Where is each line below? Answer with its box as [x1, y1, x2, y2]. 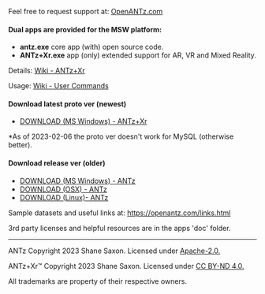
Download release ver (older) [8, 158, 106, 168]
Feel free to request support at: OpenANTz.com [8, 7, 163, 16]
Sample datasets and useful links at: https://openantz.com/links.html [8, 208, 231, 218]
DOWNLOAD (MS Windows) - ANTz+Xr [19, 117, 147, 126]
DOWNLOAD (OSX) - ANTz [19, 184, 108, 194]
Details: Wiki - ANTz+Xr [8, 66, 85, 76]
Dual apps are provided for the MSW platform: [8, 24, 162, 34]
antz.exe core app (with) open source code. [19, 43, 164, 52]
